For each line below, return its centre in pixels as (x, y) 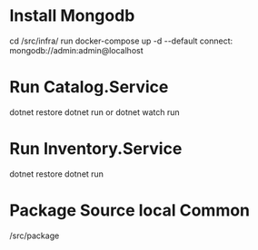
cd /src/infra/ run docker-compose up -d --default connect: (121, 41)
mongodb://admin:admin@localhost (76, 50)
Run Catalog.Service (89, 87)
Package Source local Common (130, 210)
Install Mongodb (72, 16)
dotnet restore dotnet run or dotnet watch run (94, 112)
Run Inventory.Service (96, 149)
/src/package (35, 236)
